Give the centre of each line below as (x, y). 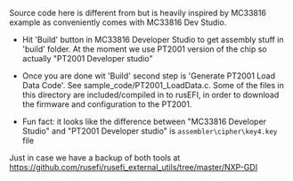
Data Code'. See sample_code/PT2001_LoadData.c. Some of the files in (153, 85)
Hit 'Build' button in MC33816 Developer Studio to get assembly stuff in (153, 40)
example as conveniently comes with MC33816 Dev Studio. (118, 22)
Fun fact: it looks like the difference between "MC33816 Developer (144, 121)
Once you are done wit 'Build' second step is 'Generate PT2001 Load (149, 76)
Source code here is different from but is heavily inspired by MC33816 (138, 13)
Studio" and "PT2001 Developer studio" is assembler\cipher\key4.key (150, 131)
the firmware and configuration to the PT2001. (107, 104)
